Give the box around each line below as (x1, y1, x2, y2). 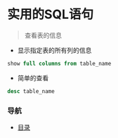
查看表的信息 (24, 31, 62, 39)
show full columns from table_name (7, 60, 112, 67)
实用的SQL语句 (7, 6, 93, 23)
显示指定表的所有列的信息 (17, 46, 92, 54)
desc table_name (7, 87, 55, 95)
